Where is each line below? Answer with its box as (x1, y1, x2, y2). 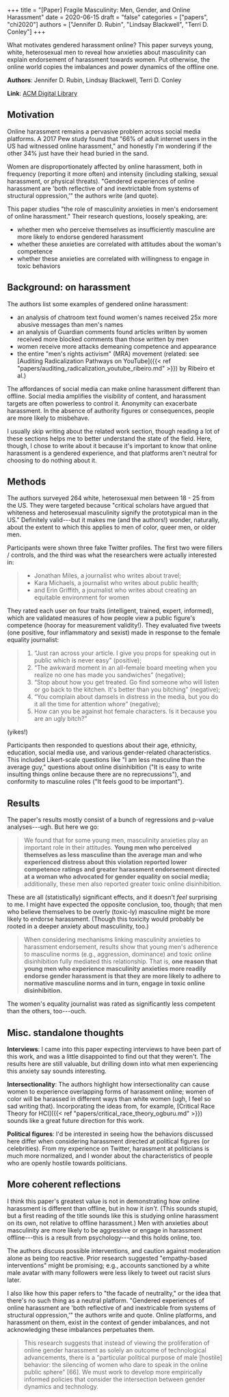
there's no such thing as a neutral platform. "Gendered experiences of (7, 1296, 205, 1305)
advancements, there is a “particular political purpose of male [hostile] (23, 1353, 223, 1361)
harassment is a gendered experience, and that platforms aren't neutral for (7, 449, 217, 457)
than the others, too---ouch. (7, 1007, 87, 1015)
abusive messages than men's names (16, 320, 124, 328)
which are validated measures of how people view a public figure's (7, 614, 196, 622)
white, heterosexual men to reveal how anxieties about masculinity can (7, 48, 206, 56)
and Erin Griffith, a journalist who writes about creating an (33, 586, 197, 595)
